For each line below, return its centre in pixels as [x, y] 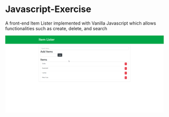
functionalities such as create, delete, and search [56, 28]
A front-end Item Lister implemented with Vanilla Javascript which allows [81, 23]
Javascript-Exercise [48, 9]
